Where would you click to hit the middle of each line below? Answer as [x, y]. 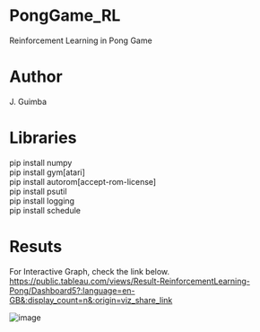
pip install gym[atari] [47, 172]
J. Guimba [28, 101]
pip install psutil [38, 191]
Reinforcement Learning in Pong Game [81, 40]
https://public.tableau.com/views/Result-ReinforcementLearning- [130, 281]
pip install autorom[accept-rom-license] [83, 181]
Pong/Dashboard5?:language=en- [72, 290]
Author [36, 77]
